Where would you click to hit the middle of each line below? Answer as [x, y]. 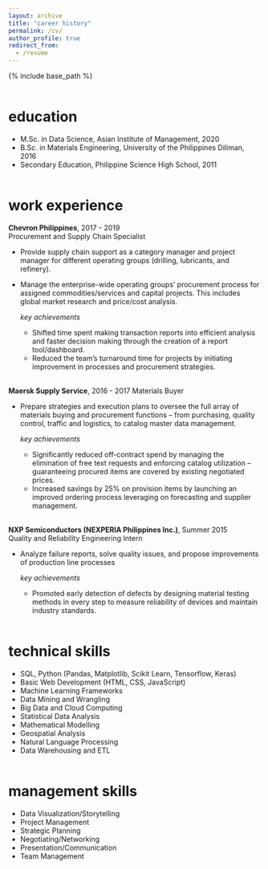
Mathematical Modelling [60, 725]
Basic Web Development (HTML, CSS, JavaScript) [103, 682]
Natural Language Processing [69, 741]
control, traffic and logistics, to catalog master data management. [128, 423]
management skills [73, 791]
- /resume [32, 53]
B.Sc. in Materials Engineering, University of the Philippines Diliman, [132, 147]
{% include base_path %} [51, 76]
